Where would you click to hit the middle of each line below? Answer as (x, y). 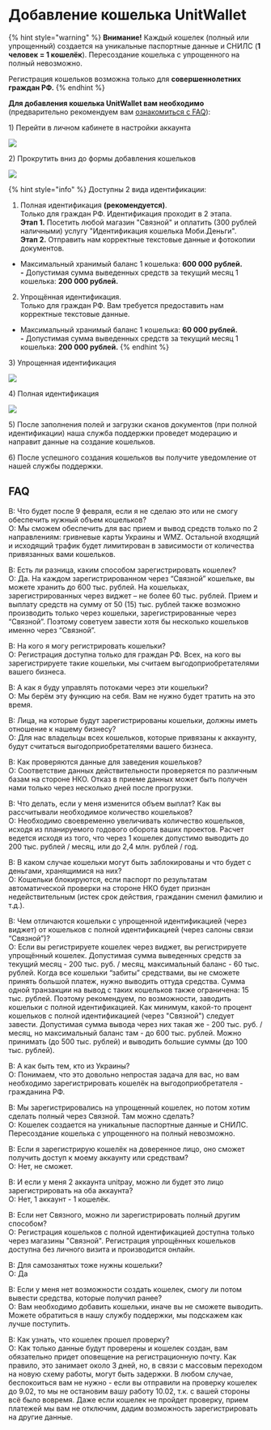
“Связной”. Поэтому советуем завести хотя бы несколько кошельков (129, 621)
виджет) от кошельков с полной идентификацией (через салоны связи (131, 929)
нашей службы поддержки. (56, 466)
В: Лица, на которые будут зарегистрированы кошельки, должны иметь (133, 720)
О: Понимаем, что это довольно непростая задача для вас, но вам (124, 1074)
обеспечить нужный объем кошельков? (78, 520)
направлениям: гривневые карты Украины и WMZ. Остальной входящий (134, 537)
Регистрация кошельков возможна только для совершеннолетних (125, 79)
